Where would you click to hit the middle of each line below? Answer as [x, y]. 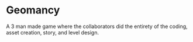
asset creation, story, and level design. [53, 32]
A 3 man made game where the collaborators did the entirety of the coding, [97, 26]
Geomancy [33, 10]
